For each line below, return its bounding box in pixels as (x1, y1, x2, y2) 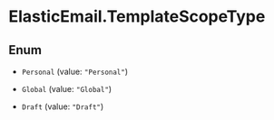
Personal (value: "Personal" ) (21, 66, 129, 77)
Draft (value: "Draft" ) (21, 101, 104, 112)
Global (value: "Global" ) (21, 84, 113, 94)
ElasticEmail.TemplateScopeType (8, 6, 266, 27)
